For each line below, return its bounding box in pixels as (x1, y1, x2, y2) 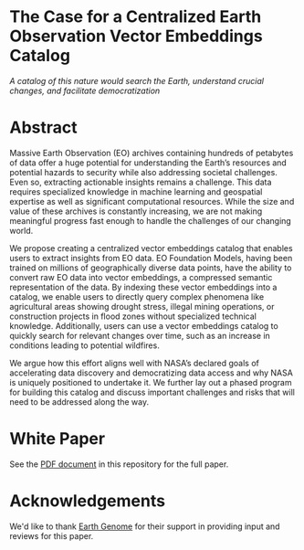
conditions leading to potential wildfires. (9, 340, 160, 351)
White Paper (9, 428, 106, 450)
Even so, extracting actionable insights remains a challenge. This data (9, 176, 272, 187)
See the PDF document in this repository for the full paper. (9, 459, 229, 470)
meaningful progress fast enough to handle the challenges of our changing (9, 215, 292, 226)
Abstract (9, 117, 78, 138)
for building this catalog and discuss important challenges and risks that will (9, 386, 295, 397)
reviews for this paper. (9, 530, 94, 541)
